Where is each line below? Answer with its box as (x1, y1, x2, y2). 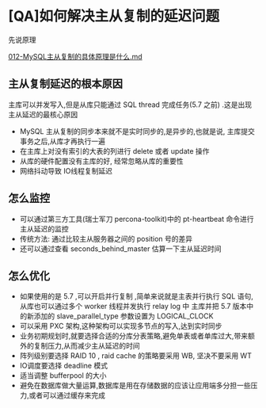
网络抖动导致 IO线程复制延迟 (19, 166, 113, 175)
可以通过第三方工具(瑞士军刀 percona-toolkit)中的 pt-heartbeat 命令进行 (19, 214, 254, 223)
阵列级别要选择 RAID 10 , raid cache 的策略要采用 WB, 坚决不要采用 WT (19, 351, 252, 360)
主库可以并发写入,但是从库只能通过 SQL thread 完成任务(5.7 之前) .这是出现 (8, 100, 252, 109)
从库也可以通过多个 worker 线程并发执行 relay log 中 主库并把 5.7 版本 (19, 302, 247, 311)
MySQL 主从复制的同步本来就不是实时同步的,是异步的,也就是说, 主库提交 (19, 126, 255, 135)
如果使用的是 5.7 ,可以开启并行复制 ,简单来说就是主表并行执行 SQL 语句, (19, 292, 253, 301)
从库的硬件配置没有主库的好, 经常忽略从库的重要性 (19, 156, 184, 166)
